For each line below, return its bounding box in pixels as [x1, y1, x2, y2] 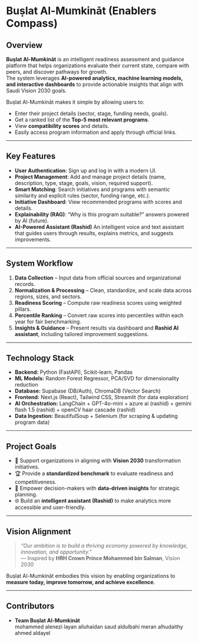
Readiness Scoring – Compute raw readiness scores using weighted [14, 299, 182, 306]
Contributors [6, 601, 55, 611]
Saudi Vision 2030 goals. [6, 87, 67, 94]
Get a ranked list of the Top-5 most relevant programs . [14, 116, 150, 123]
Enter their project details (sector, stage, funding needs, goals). [14, 110, 169, 117]
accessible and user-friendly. [14, 504, 86, 511]
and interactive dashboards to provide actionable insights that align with [6, 81, 184, 88]
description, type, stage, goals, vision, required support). [14, 179, 153, 186]
